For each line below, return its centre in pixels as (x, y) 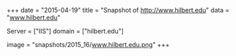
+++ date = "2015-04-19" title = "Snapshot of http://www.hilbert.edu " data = (118, 10)
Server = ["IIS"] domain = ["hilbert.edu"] (65, 31)
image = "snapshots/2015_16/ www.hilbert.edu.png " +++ (88, 44)
